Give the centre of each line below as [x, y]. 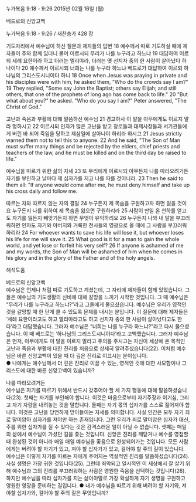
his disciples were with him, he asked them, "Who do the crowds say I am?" [97, 82]
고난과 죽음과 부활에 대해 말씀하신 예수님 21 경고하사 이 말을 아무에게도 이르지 [94, 119]
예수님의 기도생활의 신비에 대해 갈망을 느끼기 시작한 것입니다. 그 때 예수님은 [103, 297]
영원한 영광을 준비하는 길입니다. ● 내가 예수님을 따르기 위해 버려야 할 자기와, [93, 485]
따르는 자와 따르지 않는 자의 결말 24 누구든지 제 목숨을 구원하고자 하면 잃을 [91, 203]
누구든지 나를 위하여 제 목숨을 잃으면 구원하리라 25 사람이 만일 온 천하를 [94, 211]
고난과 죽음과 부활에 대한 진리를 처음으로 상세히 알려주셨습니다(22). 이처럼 [91, 348]
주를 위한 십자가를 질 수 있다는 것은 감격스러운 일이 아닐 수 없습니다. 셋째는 [91, 427]
